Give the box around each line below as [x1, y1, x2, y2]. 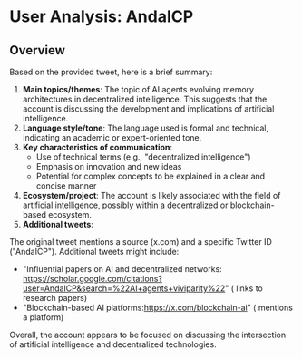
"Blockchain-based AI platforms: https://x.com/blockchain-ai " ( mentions [22, 302, 293, 313]
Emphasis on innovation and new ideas [35, 161, 182, 171]
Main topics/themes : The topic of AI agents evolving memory [22, 84, 255, 94]
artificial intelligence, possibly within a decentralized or [22, 199, 229, 210]
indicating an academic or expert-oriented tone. [22, 132, 202, 142]
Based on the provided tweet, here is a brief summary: [9, 66, 213, 77]
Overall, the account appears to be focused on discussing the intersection [9, 329, 287, 340]
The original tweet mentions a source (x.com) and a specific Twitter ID [9, 237, 272, 247]
